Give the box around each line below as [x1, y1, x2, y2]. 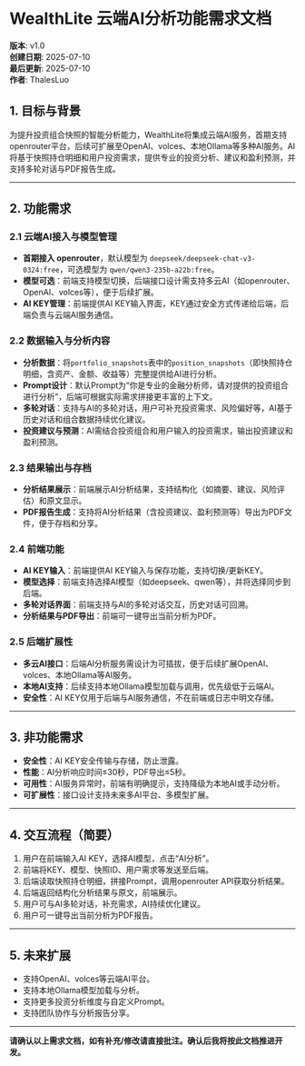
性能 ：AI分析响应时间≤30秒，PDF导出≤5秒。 [22, 767, 191, 778]
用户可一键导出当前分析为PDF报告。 [22, 910, 159, 921]
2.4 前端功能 [9, 543, 65, 555]
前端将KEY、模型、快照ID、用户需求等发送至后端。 [22, 864, 213, 875]
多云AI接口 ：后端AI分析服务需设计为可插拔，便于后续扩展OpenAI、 [22, 658, 274, 669]
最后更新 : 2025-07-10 [9, 63, 91, 74]
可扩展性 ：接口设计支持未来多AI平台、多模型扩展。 [22, 790, 214, 801]
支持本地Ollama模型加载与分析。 [22, 985, 145, 996]
